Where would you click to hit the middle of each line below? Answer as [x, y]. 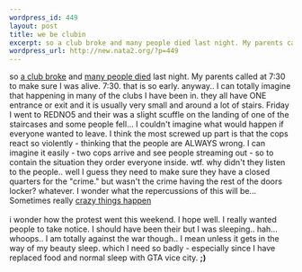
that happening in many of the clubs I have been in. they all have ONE [138, 96]
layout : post [34, 26]
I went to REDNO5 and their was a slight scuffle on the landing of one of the [149, 115]
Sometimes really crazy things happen [80, 201]
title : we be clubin [48, 34]
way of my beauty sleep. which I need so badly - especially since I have [142, 249]
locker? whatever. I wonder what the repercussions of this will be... [133, 191]
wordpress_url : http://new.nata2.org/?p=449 [94, 51]
